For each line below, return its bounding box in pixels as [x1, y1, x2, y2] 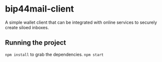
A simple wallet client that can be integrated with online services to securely [5, 19, 157, 25]
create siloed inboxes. [5, 24, 49, 30]
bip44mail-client [5, 3, 74, 15]
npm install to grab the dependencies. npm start [5, 51, 104, 57]
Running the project [5, 39, 66, 47]
